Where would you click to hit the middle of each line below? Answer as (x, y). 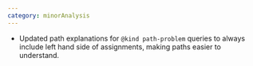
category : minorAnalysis (49, 16)
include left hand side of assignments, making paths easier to (120, 47)
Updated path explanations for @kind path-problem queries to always (132, 38)
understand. (39, 55)
